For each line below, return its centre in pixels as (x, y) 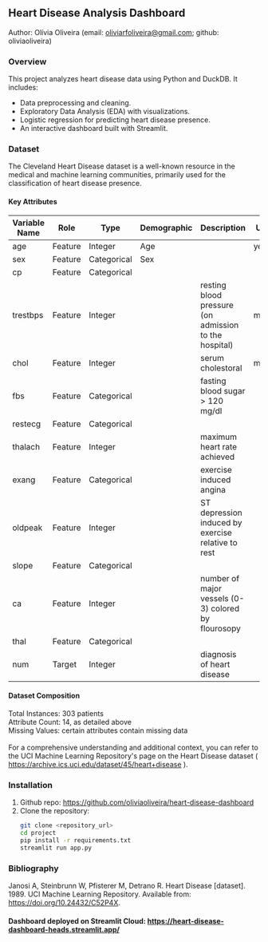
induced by (221, 522)
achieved (218, 457)
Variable (29, 223)
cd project (38, 833)
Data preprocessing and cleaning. (75, 103)
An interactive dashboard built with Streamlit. (94, 129)
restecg (27, 424)
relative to (219, 542)
